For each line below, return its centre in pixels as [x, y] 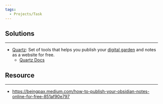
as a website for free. [33, 55]
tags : [10, 9]
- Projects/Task [26, 14]
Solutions [20, 34]
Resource [20, 75]
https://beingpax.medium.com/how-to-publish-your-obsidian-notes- [81, 91]
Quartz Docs [32, 60]
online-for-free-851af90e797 [41, 97]
